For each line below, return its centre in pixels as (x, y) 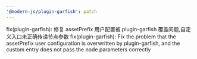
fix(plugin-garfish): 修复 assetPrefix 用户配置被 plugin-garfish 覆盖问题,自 (96, 29)
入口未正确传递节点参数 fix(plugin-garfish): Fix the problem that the (94, 37)
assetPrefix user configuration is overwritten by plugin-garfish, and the (93, 43)
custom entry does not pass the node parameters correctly (79, 49)
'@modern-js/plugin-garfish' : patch (51, 12)
